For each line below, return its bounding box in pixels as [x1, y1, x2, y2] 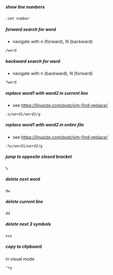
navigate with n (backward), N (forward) [12, 70, 93, 76]
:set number [5, 16, 30, 21]
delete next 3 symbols [5, 221, 51, 227]
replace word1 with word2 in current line [5, 90, 89, 96]
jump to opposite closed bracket [5, 154, 72, 160]
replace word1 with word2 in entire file [5, 122, 84, 128]
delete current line [5, 199, 43, 205]
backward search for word [5, 58, 61, 64]
